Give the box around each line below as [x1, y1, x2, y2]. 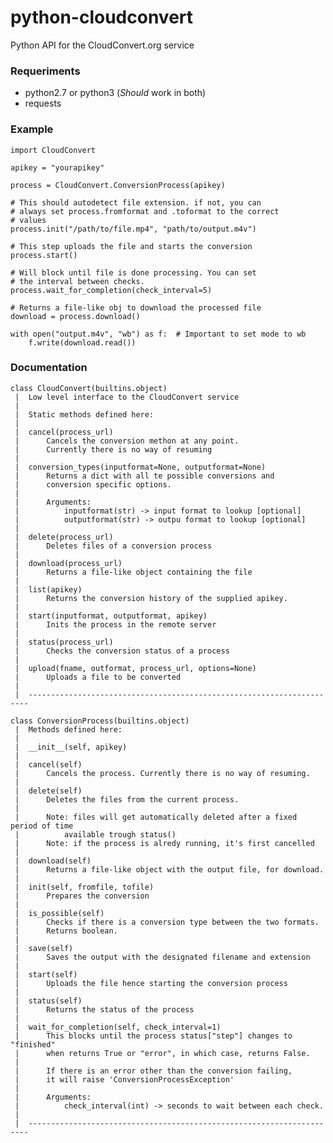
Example [10, 122, 54, 136]
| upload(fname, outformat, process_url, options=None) [14, 663, 257, 673]
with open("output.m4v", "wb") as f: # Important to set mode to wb [10, 329, 307, 339]
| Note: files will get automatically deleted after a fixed [14, 812, 298, 822]
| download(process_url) [14, 558, 123, 568]
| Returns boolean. [14, 926, 118, 936]
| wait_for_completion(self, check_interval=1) [14, 1022, 222, 1032]
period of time [10, 821, 74, 831]
